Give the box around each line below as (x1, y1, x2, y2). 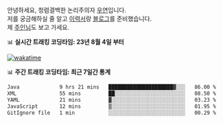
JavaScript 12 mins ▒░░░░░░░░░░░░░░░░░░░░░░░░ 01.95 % (7, 102, 216, 110)
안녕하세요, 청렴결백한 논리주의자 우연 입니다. (7, 6, 127, 14)
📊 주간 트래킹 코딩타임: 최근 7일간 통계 (7, 68, 111, 76)
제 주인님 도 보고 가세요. (7, 23, 70, 31)
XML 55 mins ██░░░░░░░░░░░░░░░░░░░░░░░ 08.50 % (7, 90, 216, 97)
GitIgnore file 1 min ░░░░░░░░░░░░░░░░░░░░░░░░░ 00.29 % (7, 109, 216, 116)
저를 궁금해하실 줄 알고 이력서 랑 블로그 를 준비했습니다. (7, 14, 152, 23)
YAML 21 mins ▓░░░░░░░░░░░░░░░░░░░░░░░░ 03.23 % (7, 96, 216, 103)
